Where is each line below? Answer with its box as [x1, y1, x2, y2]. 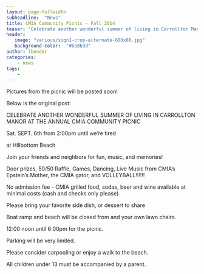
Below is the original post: [6, 100, 71, 107]
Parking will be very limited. [6, 237, 76, 244]
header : [6, 32, 26, 38]
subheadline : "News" [6, 15, 61, 21]
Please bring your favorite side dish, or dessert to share [6, 202, 146, 209]
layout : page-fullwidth [6, 9, 67, 15]
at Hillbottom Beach [6, 141, 56, 149]
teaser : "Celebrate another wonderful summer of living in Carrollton [6, 26, 189, 32]
